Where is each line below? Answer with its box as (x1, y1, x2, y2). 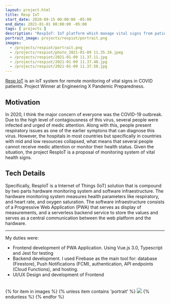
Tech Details (5, 169, 46, 178)
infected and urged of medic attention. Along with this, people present (5, 122, 152, 128)
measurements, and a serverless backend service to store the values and (5, 209, 158, 215)
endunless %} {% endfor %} (5, 293, 65, 299)
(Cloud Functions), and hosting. (12, 266, 78, 272)
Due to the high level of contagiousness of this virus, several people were (5, 117, 158, 123)
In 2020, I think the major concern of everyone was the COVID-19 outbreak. (5, 111, 163, 117)
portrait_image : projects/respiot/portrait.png (5, 36, 108, 41)
